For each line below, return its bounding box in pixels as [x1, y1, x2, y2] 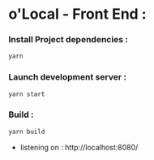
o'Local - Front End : [8, 5, 148, 24]
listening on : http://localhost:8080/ [19, 142, 139, 152]
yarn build [8, 128, 45, 136]
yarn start [8, 90, 45, 98]
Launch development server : [8, 71, 127, 83]
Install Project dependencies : [8, 34, 128, 45]
